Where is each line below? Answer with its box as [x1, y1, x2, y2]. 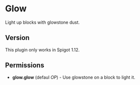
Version [5, 34, 30, 42]
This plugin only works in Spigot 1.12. [5, 46, 80, 52]
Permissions [5, 61, 44, 70]
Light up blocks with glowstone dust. [5, 19, 80, 25]
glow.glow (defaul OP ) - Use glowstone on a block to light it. [12, 74, 136, 80]
